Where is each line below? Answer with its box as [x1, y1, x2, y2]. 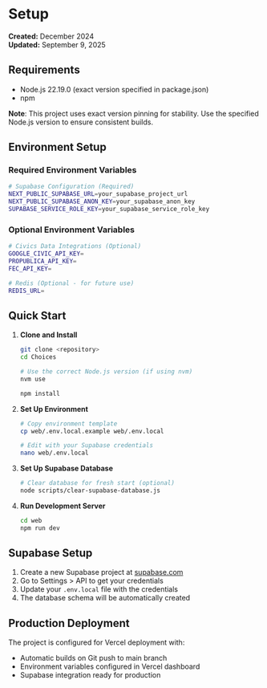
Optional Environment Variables [8, 224, 135, 235]
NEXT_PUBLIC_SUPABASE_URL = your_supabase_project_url [8, 190, 188, 198]
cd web [19, 516, 42, 524]
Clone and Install [19, 330, 78, 340]
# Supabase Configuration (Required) [8, 182, 135, 191]
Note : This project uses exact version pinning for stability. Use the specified [8, 108, 259, 118]
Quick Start [8, 308, 67, 322]
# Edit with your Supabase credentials [19, 442, 154, 450]
